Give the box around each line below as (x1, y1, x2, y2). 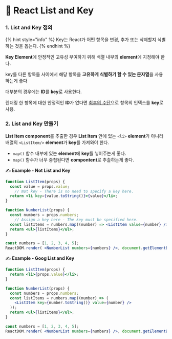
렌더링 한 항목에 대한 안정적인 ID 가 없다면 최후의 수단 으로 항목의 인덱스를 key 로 (5, 100, 164, 106)
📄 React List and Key (5, 5, 94, 16)
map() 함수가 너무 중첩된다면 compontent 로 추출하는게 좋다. (12, 156, 135, 163)
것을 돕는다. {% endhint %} (14, 43, 71, 49)
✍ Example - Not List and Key (5, 167, 71, 173)
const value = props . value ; (10, 184, 70, 189)
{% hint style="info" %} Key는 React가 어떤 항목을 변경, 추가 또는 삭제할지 (5, 37, 157, 43)
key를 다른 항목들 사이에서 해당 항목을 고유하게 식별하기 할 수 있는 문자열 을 (5, 72, 154, 78)
